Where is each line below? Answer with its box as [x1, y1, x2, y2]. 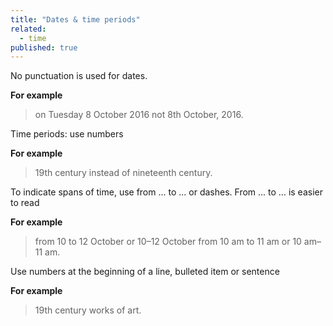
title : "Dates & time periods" [10, 14, 141, 25]
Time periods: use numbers [10, 128, 124, 140]
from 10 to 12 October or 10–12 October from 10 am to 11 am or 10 [34, 236, 302, 248]
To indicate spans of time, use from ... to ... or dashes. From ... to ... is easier [10, 186, 323, 198]
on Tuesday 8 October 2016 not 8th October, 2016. [34, 109, 244, 121]
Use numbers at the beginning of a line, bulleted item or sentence [10, 266, 280, 278]
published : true [10, 42, 78, 53]
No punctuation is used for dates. [10, 70, 148, 82]
